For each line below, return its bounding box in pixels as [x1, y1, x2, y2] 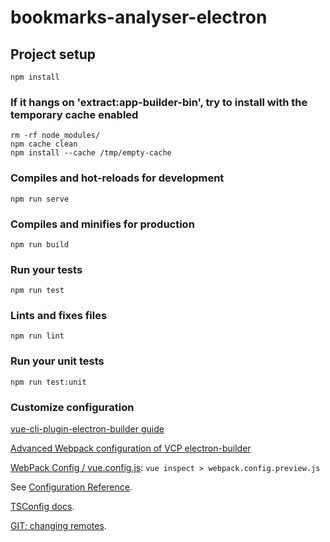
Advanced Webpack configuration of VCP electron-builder [10, 442, 252, 455]
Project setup [10, 46, 97, 63]
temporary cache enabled [10, 107, 139, 121]
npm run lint [10, 331, 65, 341]
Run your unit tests [10, 354, 105, 368]
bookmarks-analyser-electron [10, 6, 268, 29]
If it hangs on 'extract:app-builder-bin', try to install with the [10, 95, 308, 109]
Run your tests [10, 262, 83, 276]
